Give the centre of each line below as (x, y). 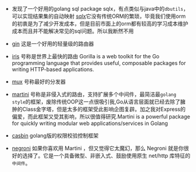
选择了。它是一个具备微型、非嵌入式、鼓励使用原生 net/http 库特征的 (106, 156)
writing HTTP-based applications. (53, 69)
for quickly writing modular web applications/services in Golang (90, 123)
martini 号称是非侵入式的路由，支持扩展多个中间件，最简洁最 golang (94, 94)
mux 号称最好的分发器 (39, 82)
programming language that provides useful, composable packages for (99, 63)
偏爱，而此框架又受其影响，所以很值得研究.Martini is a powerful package (101, 117)
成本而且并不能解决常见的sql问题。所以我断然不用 (73, 31)
